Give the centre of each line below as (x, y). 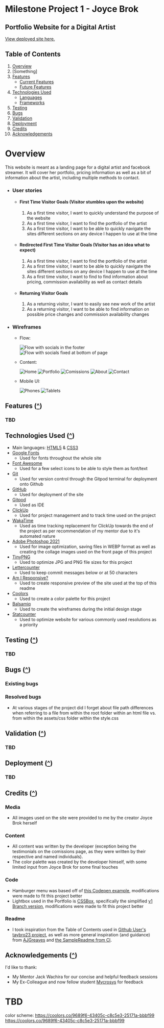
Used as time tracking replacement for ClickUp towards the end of (86, 526)
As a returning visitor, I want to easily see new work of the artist (91, 304)
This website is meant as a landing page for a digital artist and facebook (78, 167)
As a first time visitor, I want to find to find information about (87, 277)
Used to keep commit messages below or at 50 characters (79, 573)
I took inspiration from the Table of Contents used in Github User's (79, 929)
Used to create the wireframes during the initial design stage (81, 609)
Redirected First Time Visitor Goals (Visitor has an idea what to (85, 245)
